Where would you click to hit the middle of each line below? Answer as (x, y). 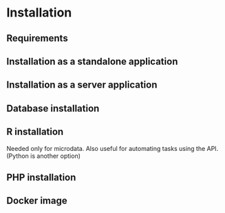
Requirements (37, 38)
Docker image (37, 201)
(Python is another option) (43, 156)
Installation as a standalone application (92, 61)
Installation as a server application (82, 85)
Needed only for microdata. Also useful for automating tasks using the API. (112, 148)
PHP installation (41, 177)
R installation (35, 132)
